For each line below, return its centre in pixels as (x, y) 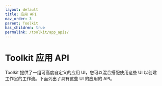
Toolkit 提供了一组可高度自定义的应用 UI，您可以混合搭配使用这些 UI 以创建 (81, 72)
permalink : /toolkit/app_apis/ (37, 32)
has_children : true (25, 28)
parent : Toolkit (22, 23)
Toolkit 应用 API (37, 58)
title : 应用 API (21, 14)
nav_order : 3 (18, 19)
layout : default (22, 10)
